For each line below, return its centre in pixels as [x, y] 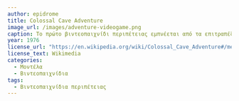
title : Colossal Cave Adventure [55, 21]
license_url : [27, 47]
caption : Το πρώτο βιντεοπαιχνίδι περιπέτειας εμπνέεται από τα [105, 34]
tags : [15, 80]
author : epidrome [33, 14]
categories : [25, 60]
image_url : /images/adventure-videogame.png [74, 27]
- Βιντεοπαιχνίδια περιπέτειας [60, 87]
